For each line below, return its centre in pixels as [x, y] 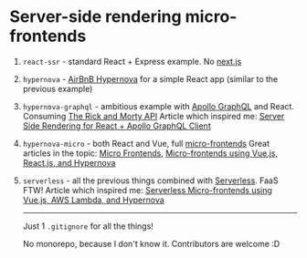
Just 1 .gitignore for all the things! [88, 226]
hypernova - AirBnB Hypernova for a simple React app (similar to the [150, 78]
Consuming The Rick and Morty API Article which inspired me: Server [153, 116]
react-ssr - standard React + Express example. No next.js [132, 61]
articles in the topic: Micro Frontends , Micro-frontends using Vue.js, [150, 153]
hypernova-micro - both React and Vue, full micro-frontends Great [146, 143]
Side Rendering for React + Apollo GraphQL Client [117, 126]
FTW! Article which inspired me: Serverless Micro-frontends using [147, 190]
